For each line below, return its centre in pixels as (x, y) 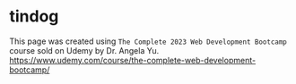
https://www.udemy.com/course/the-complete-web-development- (133, 60)
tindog (34, 17)
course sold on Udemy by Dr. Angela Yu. (84, 50)
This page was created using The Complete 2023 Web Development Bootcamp (148, 41)
